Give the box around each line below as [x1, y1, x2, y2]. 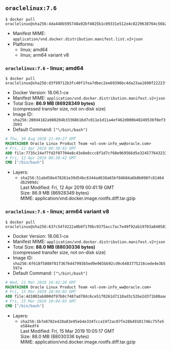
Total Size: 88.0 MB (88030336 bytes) [12, 244, 96, 250]
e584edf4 [20, 324, 39, 329]
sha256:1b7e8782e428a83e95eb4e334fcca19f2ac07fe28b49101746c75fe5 [20, 319, 164, 324]
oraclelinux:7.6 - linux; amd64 [5, 64, 84, 71]
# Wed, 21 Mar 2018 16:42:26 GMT [5, 280, 76, 285]
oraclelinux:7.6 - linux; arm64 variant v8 [5, 208, 109, 215]
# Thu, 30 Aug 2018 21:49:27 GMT [5, 137, 76, 142]
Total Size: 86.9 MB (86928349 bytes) [12, 100, 95, 106]
